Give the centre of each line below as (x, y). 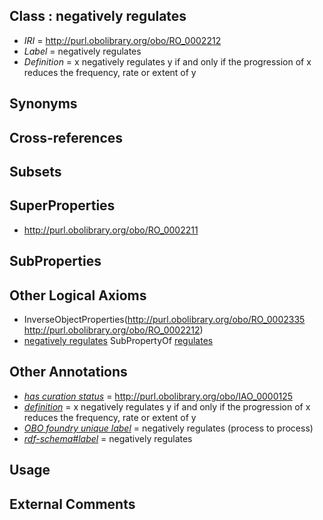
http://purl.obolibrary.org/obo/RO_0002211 (111, 230)
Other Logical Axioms (78, 295)
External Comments (72, 504)
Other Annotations (68, 372)
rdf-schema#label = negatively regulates (108, 438)
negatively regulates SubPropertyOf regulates (118, 340)
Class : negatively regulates (98, 16)
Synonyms (43, 104)
